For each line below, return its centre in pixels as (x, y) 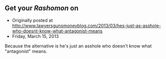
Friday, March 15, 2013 (35, 36)
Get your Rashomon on (42, 8)
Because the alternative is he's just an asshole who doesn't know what (78, 46)
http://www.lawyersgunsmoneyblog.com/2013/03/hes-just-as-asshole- (86, 25)
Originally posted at (32, 20)
